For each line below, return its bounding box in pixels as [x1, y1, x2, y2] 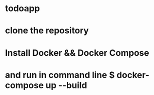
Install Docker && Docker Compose [5, 47, 150, 58]
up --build [45, 79, 87, 91]
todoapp [5, 3, 40, 14]
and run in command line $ [5, 69, 115, 80]
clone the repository [5, 25, 89, 36]
